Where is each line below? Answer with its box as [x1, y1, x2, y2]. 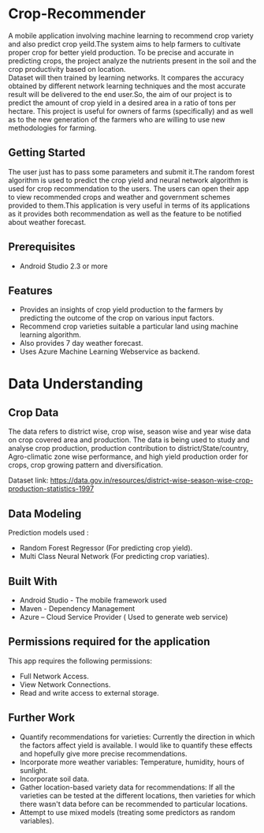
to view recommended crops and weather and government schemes [8, 192, 231, 201]
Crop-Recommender [8, 5, 146, 23]
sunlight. [19, 765, 48, 775]
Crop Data [8, 406, 59, 419]
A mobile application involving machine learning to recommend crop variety [8, 31, 254, 40]
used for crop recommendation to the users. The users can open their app [8, 183, 250, 193]
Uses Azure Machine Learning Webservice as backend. [19, 347, 200, 356]
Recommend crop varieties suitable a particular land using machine [19, 321, 239, 332]
